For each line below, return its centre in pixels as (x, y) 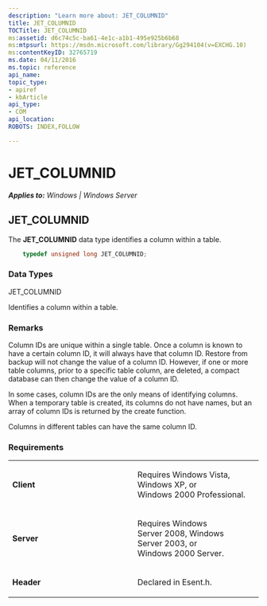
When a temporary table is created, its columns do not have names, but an (130, 402)
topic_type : (28, 82)
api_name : (25, 75)
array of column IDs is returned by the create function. (97, 411)
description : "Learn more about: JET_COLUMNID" (89, 16)
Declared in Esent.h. (175, 582)
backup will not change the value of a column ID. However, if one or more (128, 362)
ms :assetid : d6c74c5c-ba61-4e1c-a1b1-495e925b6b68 (94, 38)
